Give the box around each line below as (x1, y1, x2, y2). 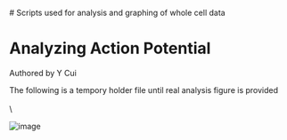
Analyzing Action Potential (9, 38, 211, 58)
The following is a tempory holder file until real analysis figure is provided (9, 84, 279, 95)
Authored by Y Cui (9, 67, 78, 78)
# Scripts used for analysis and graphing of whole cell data (9, 7, 225, 18)
